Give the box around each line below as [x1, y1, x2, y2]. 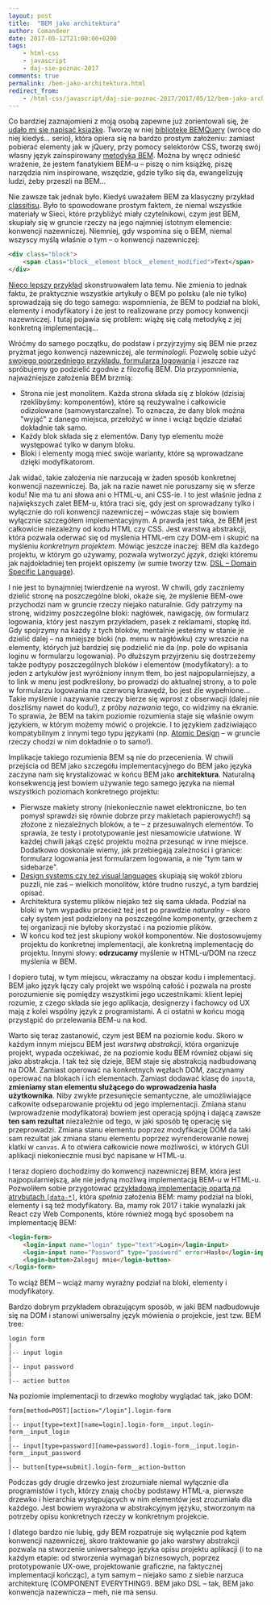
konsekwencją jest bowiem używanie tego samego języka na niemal [8, 777, 236, 787]
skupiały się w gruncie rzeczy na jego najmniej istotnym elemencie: [8, 218, 232, 227]
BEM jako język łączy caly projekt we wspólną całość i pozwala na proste [8, 981, 252, 990]
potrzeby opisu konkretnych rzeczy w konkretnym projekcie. [8, 1511, 210, 1521]
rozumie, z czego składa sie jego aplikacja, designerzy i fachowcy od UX [8, 998, 250, 1007]
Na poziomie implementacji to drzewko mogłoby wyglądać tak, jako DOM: [8, 1391, 253, 1401]
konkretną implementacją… [8, 323, 98, 332]
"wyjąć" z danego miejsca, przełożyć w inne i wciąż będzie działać [19, 414, 243, 423]
